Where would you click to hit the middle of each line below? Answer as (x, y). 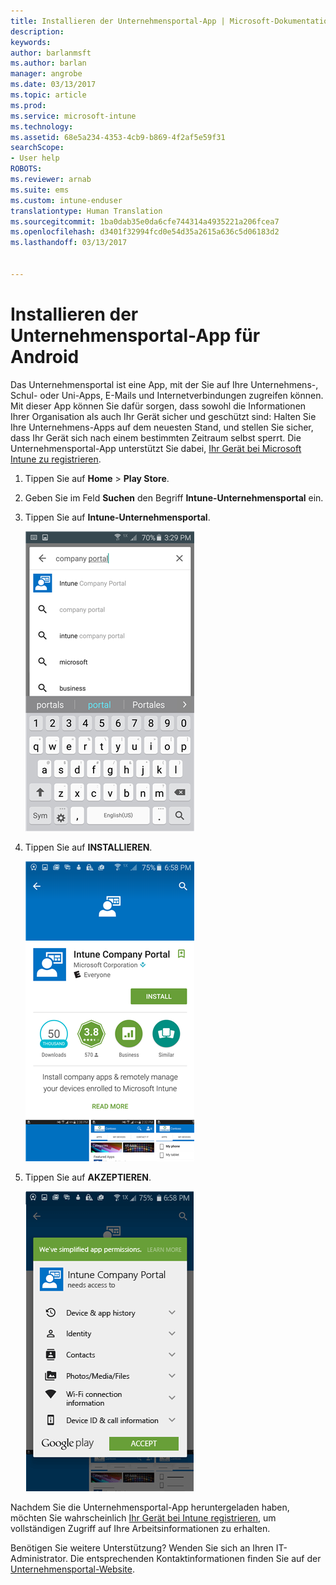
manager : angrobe (46, 74)
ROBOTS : (26, 169)
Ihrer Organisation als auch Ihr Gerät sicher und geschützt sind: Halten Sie (163, 416)
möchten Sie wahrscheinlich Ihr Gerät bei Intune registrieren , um (143, 1517)
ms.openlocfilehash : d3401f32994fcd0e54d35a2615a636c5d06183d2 (145, 232)
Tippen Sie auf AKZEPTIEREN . (88, 1177)
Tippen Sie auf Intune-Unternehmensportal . (117, 517)
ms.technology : (42, 126)
